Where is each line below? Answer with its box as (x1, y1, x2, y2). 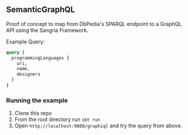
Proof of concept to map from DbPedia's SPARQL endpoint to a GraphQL (6, 20, 182, 27)
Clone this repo (14, 110, 52, 117)
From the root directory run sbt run (14, 116, 100, 123)
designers (16, 71, 41, 77)
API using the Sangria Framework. (6, 27, 89, 34)
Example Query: (6, 38, 45, 45)
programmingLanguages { (11, 55, 69, 61)
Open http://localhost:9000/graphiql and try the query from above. (14, 122, 183, 129)
